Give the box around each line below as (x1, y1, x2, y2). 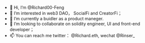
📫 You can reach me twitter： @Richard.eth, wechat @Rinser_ (9, 33, 135, 38)
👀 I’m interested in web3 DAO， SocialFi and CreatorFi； (9, 10, 122, 16)
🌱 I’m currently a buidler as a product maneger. (9, 16, 104, 21)
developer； (9, 27, 34, 32)
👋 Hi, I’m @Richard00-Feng (9, 5, 64, 10)
